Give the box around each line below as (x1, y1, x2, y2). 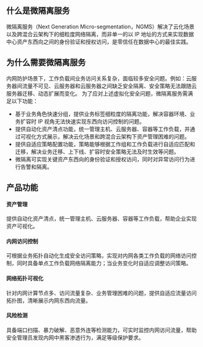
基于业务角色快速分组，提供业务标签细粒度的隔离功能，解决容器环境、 (14, 110, 190, 117)
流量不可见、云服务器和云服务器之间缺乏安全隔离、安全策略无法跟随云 (22, 82, 197, 89)
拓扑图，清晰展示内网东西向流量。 (6, 297, 91, 304)
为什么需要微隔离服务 (6, 57, 86, 68)
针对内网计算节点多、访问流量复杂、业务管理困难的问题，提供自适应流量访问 (6, 289, 197, 296)
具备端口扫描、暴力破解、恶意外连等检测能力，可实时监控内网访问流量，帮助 (6, 326, 197, 334)
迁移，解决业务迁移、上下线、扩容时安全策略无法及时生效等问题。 (14, 148, 179, 155)
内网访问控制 (6, 238, 38, 245)
